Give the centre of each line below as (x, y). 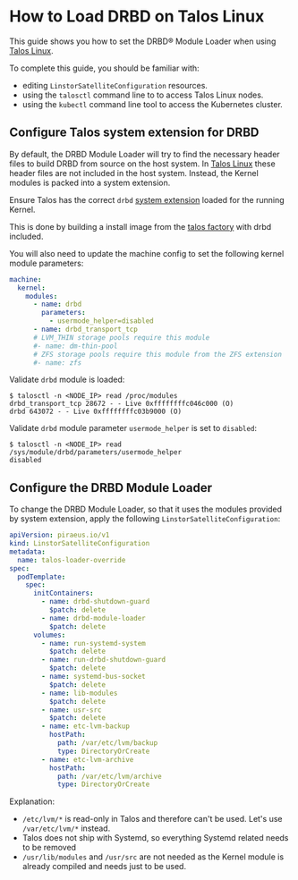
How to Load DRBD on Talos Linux (137, 17)
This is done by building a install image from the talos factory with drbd (140, 226)
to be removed (49, 848)
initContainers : (63, 593)
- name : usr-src (72, 710)
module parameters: (47, 263)
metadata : (28, 552)
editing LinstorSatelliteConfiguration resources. (115, 85)
